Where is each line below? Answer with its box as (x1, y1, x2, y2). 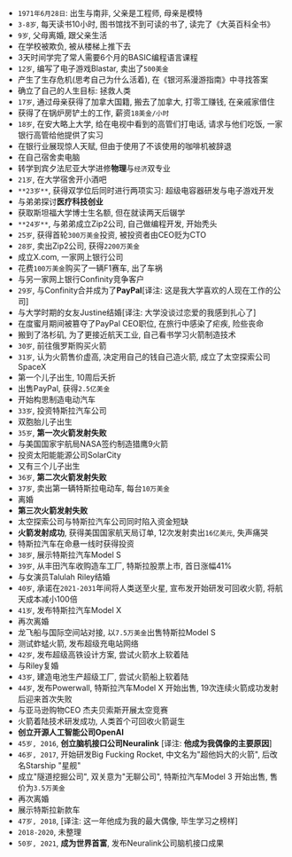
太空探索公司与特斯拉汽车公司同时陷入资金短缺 (17, 516, 188, 526)
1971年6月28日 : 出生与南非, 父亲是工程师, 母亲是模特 (17, 8, 204, 18)
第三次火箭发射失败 (17, 505, 88, 515)
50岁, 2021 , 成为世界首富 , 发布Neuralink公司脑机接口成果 (17, 837, 224, 848)
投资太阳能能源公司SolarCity (17, 450, 122, 460)
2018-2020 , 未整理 (17, 827, 82, 837)
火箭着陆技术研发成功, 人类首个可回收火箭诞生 (17, 716, 186, 726)
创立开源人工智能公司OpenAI (17, 727, 124, 737)
